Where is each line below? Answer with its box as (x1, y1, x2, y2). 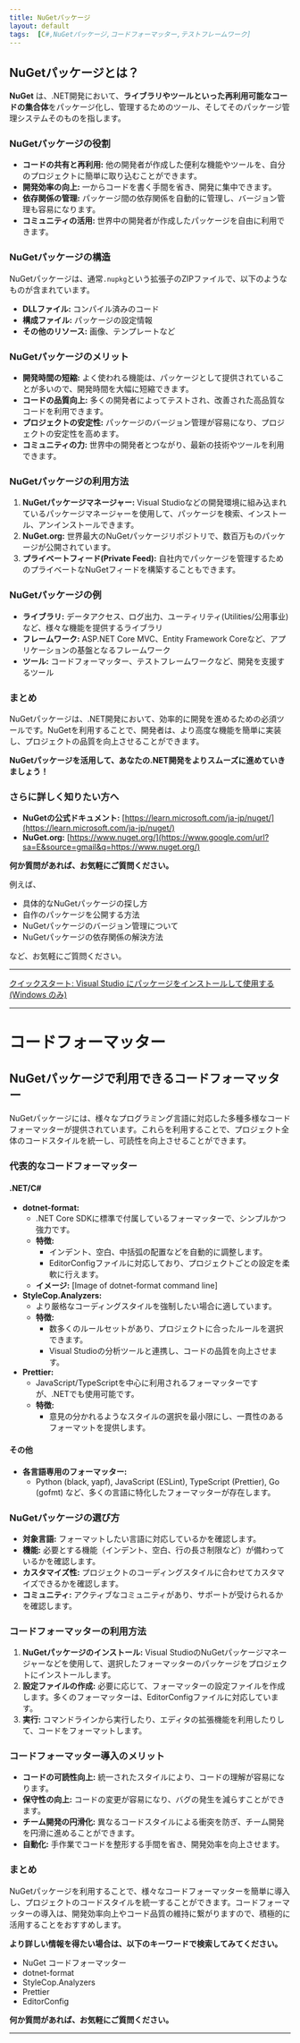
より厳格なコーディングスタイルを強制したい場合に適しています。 (35, 1301, 277, 1312)
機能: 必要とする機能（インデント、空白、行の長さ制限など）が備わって (21, 1545, 286, 1555)
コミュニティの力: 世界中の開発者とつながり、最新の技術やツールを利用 (21, 439, 285, 450)
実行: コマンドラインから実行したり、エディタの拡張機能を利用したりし (21, 1715, 285, 1725)
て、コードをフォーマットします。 (21, 1725, 147, 1736)
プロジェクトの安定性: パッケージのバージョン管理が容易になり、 (21, 417, 262, 428)
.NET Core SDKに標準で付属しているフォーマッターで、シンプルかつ (35, 1213, 287, 1224)
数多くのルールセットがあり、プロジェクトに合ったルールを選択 (48, 1324, 284, 1334)
